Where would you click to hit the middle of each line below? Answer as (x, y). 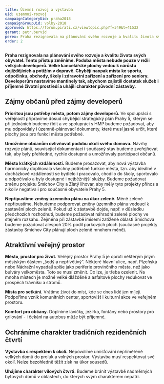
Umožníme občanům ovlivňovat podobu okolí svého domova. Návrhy (76, 143)
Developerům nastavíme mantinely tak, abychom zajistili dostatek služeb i (82, 81)
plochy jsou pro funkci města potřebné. (45, 134)
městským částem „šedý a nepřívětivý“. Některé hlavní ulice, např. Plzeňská (81, 262)
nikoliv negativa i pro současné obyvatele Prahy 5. (55, 189)
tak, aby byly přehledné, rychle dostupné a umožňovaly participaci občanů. (81, 154)
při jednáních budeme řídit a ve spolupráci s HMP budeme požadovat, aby (80, 124)
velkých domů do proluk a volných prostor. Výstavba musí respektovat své (80, 357)
